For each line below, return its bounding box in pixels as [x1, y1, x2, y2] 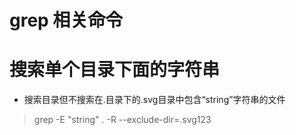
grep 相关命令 [9, 9, 124, 32]
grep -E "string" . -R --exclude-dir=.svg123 [33, 114, 212, 126]
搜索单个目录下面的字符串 [9, 59, 221, 81]
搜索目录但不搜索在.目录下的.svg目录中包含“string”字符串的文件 [23, 94, 286, 106]
